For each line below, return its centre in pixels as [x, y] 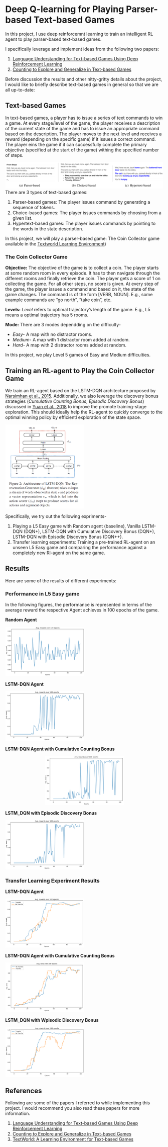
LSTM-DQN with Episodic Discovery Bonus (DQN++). [68, 537]
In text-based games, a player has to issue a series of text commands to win [84, 118]
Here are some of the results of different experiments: [61, 581]
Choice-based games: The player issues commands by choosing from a [87, 213]
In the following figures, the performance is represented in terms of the [78, 604]
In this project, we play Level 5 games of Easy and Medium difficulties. [78, 355]
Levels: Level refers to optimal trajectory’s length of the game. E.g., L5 [78, 310]
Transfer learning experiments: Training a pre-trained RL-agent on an [84, 542]
